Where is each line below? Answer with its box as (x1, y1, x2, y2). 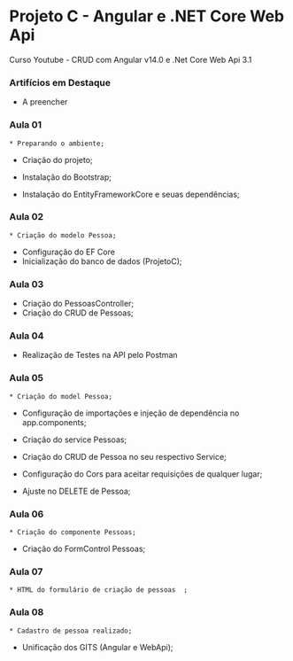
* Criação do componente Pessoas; (9, 528, 137, 537)
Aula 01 (9, 119, 42, 131)
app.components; (21, 416, 87, 427)
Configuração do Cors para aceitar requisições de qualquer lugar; (21, 468, 263, 479)
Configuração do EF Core (21, 246, 115, 257)
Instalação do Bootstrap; (21, 171, 112, 183)
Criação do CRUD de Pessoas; (21, 307, 135, 318)
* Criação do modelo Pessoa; (9, 230, 117, 240)
